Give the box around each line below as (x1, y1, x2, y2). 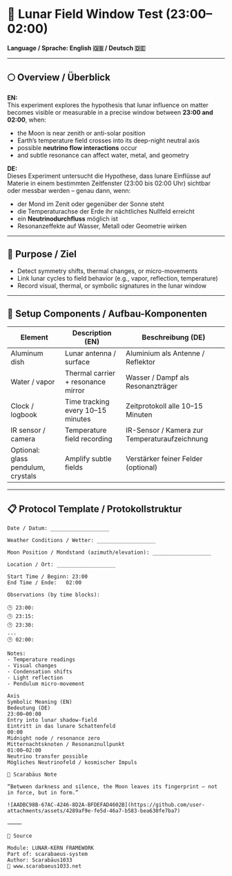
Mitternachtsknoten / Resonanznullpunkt (7, 741, 126, 748)
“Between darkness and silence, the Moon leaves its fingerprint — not (7, 783, 217, 790)
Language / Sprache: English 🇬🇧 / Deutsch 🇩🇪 (7, 44, 146, 52)
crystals (10, 472, 37, 481)
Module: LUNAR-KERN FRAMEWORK (7, 845, 95, 852)
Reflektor (125, 357, 155, 367)
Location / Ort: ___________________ (7, 561, 116, 568)
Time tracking (64, 397, 110, 407)
